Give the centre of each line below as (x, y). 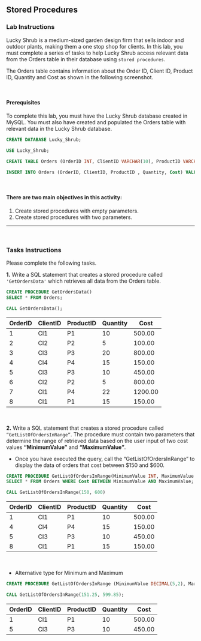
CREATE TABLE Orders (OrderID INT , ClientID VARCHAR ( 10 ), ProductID (93, 161)
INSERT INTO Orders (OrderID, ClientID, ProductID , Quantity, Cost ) (95, 172)
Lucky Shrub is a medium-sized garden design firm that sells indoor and (95, 40)
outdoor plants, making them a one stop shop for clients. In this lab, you (95, 46)
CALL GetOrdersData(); (34, 308)
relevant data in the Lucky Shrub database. (59, 128)
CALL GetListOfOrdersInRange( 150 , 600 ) (56, 492)
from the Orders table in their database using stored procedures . (86, 59)
